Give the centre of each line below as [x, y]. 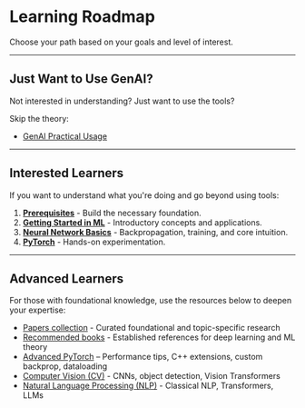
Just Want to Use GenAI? [81, 79]
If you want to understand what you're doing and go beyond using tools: [144, 195]
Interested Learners [67, 173]
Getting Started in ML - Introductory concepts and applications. [143, 222]
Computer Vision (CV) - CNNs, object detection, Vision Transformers [152, 376]
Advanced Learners [67, 279]
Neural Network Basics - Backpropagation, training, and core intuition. [155, 232]
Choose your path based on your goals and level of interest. [122, 42]
